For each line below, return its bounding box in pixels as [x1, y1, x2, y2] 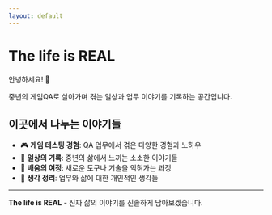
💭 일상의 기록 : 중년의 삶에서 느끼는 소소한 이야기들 [19, 153, 178, 162]
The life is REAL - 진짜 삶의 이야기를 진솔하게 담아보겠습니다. [8, 198, 204, 208]
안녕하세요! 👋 [8, 74, 50, 84]
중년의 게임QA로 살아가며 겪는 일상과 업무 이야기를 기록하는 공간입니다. [8, 91, 232, 101]
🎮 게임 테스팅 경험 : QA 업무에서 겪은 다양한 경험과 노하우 [19, 141, 202, 150]
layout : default [8, 11, 63, 20]
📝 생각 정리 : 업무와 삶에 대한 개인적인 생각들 [19, 173, 159, 183]
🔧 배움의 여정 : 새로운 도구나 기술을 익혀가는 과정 [19, 163, 172, 173]
